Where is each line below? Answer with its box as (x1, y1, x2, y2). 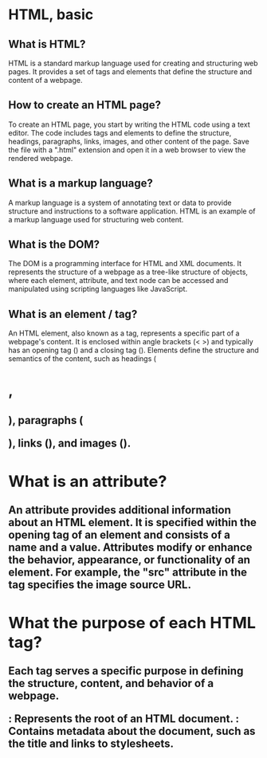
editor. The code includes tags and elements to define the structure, (8, 128, 232, 137)
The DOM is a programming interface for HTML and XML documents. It (8, 259, 241, 269)
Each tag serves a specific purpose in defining (8, 664, 244, 678)
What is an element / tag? (8, 307, 138, 320)
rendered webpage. (8, 153, 73, 163)
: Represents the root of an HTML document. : (8, 712, 240, 726)
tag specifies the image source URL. (8, 578, 191, 591)
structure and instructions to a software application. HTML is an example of (8, 206, 256, 216)
